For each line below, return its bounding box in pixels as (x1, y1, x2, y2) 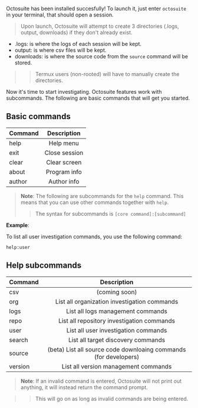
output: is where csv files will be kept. (14, 47, 107, 54)
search (9, 335, 28, 344)
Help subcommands (6, 261, 82, 271)
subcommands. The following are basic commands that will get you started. (6, 94, 190, 101)
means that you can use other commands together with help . (20, 199, 169, 206)
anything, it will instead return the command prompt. (20, 383, 148, 391)
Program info (46, 167, 82, 176)
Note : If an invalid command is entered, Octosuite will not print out (20, 377, 182, 384)
